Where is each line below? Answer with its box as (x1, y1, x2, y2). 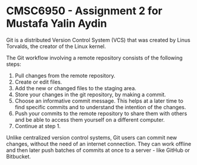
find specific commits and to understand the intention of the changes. (14, 103, 186, 110)
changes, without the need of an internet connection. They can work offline (6, 140, 192, 147)
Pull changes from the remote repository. (14, 72, 115, 79)
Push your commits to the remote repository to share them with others (14, 110, 187, 117)
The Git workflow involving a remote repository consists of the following (6, 54, 183, 61)
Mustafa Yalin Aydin (6, 17, 107, 30)
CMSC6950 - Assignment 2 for (6, 4, 162, 18)
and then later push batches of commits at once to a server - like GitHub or (6, 147, 190, 154)
